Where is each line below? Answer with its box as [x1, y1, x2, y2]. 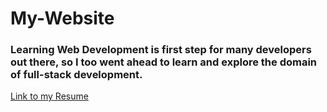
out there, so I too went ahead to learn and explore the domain [10, 55, 318, 69]
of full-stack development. [10, 68, 143, 82]
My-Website [10, 7, 115, 30]
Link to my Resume [10, 90, 89, 102]
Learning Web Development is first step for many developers [10, 43, 312, 57]
